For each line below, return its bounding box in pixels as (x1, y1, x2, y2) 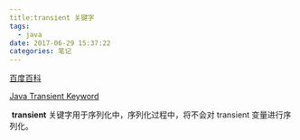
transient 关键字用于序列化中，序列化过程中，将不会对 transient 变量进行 (11, 109, 284, 120)
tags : (9, 22, 30, 31)
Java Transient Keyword (9, 91, 99, 102)
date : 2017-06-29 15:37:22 (9, 38, 111, 48)
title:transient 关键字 (9, 13, 95, 23)
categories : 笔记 (9, 47, 72, 56)
